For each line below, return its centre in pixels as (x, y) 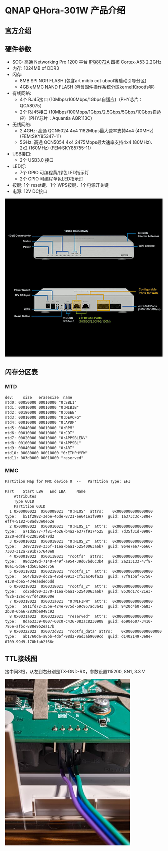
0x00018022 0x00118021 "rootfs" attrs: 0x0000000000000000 (84, 557)
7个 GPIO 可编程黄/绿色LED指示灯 (54, 173)
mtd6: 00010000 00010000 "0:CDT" (40, 433)
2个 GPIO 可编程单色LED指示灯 (52, 179)
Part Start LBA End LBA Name (45, 492)
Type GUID (24, 502)
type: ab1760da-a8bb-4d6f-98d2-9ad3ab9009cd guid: (62, 637)
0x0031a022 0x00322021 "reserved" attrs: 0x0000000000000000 (84, 617)
